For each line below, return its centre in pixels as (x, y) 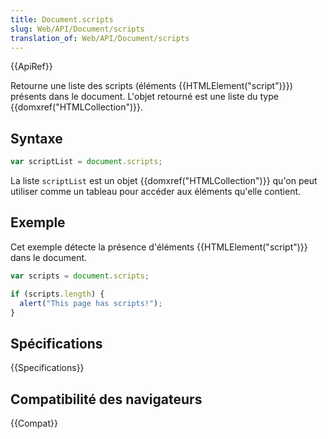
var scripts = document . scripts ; (80, 276)
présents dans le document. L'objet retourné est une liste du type (144, 97)
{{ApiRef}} (31, 67)
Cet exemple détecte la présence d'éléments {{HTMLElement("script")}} (159, 247)
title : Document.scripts (62, 19)
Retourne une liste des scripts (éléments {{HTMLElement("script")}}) (151, 86)
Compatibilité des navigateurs (106, 399)
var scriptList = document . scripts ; (86, 162)
